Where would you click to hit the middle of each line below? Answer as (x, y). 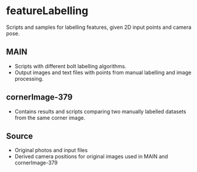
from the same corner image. (50, 118)
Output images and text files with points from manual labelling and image (103, 72)
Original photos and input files (51, 150)
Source (20, 136)
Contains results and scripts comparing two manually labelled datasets (100, 111)
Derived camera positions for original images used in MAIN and (91, 157)
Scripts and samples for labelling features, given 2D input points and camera (99, 27)
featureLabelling (47, 11)
